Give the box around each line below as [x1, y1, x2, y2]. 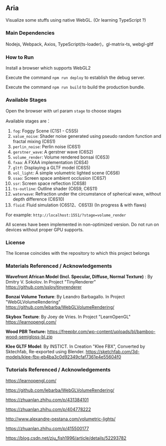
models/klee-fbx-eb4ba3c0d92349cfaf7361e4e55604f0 [5, 354, 122, 360]
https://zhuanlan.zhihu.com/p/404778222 [5, 406, 91, 412]
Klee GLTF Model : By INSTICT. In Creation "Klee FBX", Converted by [5, 343, 145, 350]
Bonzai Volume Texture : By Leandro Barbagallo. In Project [5, 294, 125, 300]
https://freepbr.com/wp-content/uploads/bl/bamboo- [47, 328, 156, 335]
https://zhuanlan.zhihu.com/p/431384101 [5, 397, 89, 403]
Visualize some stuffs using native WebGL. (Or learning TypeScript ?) [5, 17, 146, 23]
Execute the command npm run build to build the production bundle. [5, 84, 145, 90]
